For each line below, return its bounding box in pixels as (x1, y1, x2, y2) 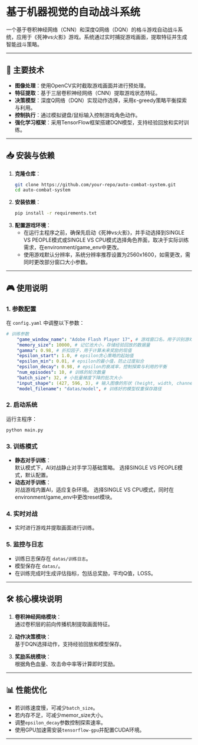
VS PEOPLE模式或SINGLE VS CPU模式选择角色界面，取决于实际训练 (23, 236, 189, 243)
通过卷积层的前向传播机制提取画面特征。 (14, 621, 113, 628)
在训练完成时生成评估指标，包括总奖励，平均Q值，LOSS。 (14, 569, 156, 576)
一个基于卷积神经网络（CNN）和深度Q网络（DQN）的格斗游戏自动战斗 (6, 26, 178, 33)
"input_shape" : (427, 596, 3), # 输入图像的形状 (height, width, (16, 380, 174, 386)
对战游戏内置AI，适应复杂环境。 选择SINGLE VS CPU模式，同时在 (14, 486, 174, 493)
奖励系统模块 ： (14, 653, 51, 660)
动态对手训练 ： (14, 479, 51, 486)
